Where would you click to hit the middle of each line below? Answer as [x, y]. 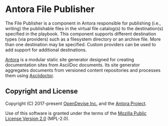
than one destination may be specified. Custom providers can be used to [80, 44]
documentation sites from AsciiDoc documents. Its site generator [73, 65]
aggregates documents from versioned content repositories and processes [83, 70]
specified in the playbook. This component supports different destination [81, 34]
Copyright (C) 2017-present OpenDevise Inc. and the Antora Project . [76, 103]
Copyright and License [41, 91]
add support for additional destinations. [46, 50]
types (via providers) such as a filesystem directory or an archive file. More [83, 39]
